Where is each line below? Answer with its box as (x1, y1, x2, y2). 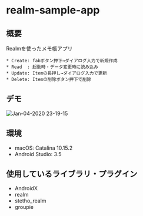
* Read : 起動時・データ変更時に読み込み (6, 64, 98, 70)
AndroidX (14, 185, 38, 192)
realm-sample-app (6, 4, 100, 17)
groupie (14, 204, 34, 211)
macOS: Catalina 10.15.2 (14, 144, 73, 151)
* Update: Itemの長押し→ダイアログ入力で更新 (6, 70, 107, 76)
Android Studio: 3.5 (14, 150, 62, 157)
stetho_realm (14, 197, 46, 204)
